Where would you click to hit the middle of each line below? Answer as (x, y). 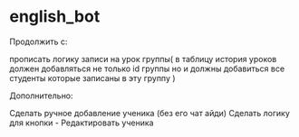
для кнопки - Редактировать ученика (82, 123)
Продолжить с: (39, 41)
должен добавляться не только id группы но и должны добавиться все (147, 68)
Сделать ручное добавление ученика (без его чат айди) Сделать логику (149, 113)
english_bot (55, 17)
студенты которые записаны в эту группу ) (92, 78)
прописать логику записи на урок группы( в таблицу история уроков (143, 59)
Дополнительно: (42, 96)
